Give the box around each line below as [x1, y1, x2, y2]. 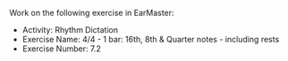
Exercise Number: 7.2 [21, 43, 101, 54]
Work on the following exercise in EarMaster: [9, 8, 174, 18]
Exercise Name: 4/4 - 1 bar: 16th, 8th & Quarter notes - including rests [21, 34, 280, 44]
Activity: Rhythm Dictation [21, 25, 119, 34]
